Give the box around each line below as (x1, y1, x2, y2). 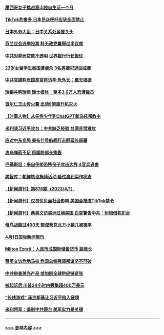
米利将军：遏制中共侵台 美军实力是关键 (5, 307, 83, 313)
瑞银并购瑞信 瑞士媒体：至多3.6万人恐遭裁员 (5, 89, 94, 95)
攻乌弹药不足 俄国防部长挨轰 (5, 149, 62, 155)
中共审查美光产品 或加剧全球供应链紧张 (5, 270, 83, 276)
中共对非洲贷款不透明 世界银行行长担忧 (5, 53, 83, 59)
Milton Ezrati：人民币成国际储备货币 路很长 (5, 246, 92, 252)
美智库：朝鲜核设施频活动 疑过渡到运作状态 (5, 173, 92, 179)
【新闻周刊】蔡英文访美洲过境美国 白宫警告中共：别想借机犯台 (5, 210, 130, 216)
